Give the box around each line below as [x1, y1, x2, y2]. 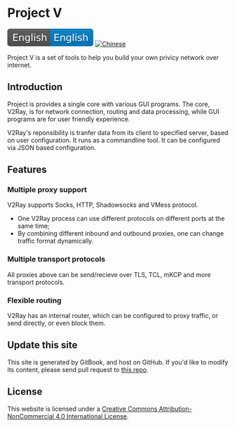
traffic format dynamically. [17, 237, 94, 246]
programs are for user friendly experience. [7, 115, 130, 123]
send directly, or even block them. [7, 319, 106, 328]
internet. [7, 60, 32, 69]
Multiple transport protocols [7, 255, 106, 265]
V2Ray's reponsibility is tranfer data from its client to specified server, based [7, 128, 229, 136]
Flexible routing [7, 295, 62, 305]
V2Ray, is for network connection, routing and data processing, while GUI [7, 107, 220, 115]
